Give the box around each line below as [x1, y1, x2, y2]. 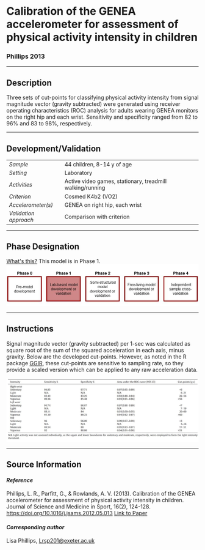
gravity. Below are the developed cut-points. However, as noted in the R [6, 353, 187, 360]
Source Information [6, 459, 82, 470]
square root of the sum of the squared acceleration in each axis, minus [6, 346, 184, 354]
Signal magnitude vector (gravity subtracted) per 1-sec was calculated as [6, 340, 191, 347]
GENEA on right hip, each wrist [64, 201, 142, 209]
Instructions [6, 324, 54, 334]
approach [9, 216, 34, 224]
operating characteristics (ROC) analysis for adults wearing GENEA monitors [6, 107, 198, 114]
